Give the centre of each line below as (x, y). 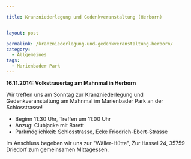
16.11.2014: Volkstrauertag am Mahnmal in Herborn (71, 83)
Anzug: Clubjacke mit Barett (50, 125)
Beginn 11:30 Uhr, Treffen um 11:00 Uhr (63, 119)
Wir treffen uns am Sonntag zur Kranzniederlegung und (75, 94)
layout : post (23, 33)
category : (19, 49)
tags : (13, 60)
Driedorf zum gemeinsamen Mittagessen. (58, 149)
